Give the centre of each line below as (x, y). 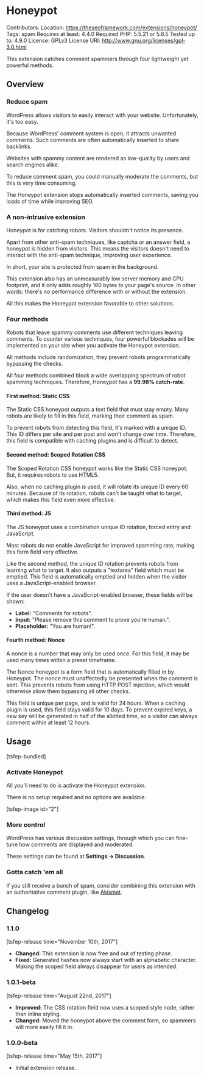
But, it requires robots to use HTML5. (53, 475)
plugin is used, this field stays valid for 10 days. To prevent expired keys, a (99, 710)
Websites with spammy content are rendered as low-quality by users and (98, 158)
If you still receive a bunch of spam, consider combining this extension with (101, 885)
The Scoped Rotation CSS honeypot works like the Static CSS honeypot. (97, 468)
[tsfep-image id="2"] (33, 809)
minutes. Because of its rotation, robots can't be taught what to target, (94, 493)
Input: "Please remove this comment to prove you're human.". (93, 619)
